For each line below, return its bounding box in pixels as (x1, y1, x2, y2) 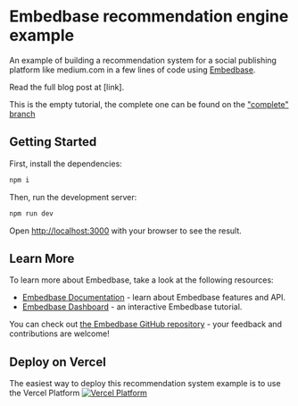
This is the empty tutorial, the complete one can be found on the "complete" (9, 98, 289, 109)
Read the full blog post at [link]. (9, 81, 125, 92)
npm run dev (9, 208, 54, 218)
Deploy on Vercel (9, 354, 107, 369)
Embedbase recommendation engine (9, 6, 289, 27)
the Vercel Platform (9, 387, 80, 399)
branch (9, 108, 36, 119)
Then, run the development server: (9, 191, 137, 202)
